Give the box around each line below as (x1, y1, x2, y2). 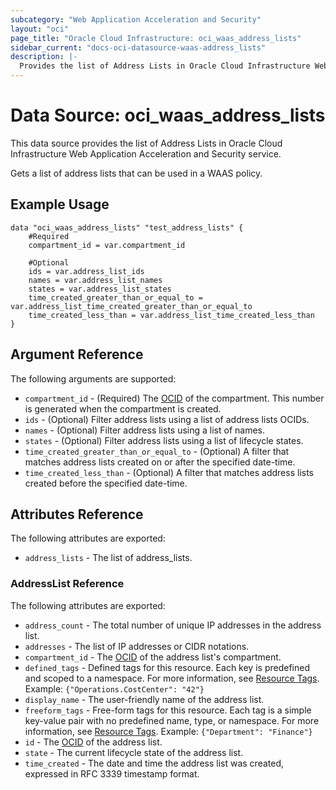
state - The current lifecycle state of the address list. (24, 746, 244, 758)
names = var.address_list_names (28, 275, 163, 285)
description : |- (10, 52, 78, 62)
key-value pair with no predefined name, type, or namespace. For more (24, 714, 320, 726)
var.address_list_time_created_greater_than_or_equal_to (10, 301, 253, 311)
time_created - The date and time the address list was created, (24, 757, 285, 769)
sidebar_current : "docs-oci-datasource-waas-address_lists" (10, 42, 267, 53)
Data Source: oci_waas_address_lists (10, 104, 326, 127)
